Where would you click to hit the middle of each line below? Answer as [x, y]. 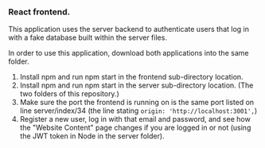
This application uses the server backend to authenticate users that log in [129, 29]
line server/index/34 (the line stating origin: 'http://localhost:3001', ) [138, 111]
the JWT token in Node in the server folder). [92, 136]
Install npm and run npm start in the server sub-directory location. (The [136, 85]
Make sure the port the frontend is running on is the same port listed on [137, 103]
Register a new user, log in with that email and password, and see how [135, 119]
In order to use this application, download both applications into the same [129, 53]
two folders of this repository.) [69, 94]
